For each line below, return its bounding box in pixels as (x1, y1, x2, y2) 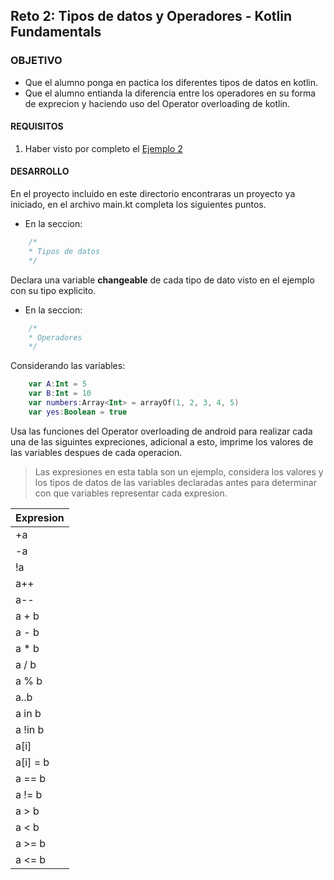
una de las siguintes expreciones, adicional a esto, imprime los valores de (10, 435, 314, 448)
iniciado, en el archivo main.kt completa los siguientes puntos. (10, 199, 267, 211)
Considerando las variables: (10, 360, 126, 372)
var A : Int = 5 (28, 379, 87, 389)
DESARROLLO (10, 165, 70, 178)
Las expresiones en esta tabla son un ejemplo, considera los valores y (34, 465, 324, 478)
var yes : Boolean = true (28, 407, 128, 417)
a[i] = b (15, 755, 50, 769)
